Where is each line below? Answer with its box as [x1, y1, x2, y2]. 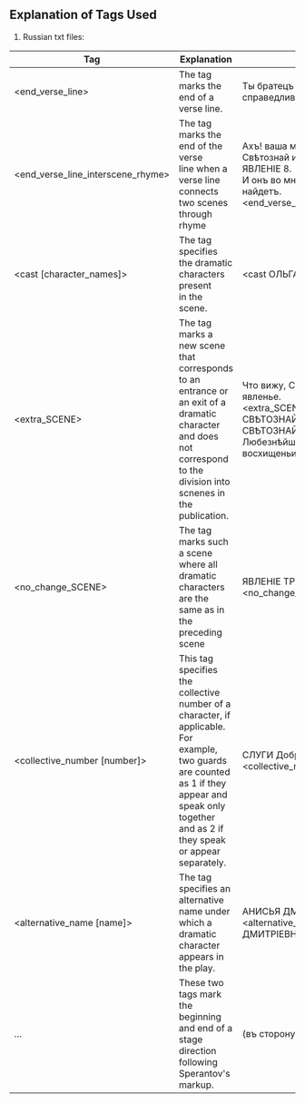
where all [178, 558, 218, 571]
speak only [178, 799, 226, 812]
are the [178, 591, 209, 604]
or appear [178, 844, 221, 857]
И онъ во [241, 173, 281, 186]
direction [178, 1044, 217, 1057]
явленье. [241, 390, 281, 403]
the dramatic [178, 256, 233, 268]
